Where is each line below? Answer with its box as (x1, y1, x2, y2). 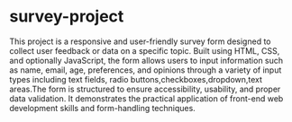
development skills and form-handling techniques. (9, 102, 196, 113)
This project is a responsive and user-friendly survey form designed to (9, 36, 271, 47)
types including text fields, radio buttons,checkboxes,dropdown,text (9, 74, 263, 84)
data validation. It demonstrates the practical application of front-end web (9, 92, 284, 104)
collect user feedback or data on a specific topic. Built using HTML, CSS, (9, 45, 280, 56)
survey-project (9, 6, 124, 27)
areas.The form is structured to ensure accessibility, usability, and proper (9, 83, 281, 94)
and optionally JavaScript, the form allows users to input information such (9, 55, 284, 65)
